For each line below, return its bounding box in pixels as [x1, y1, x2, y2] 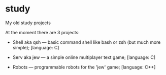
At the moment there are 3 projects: [5, 29, 80, 35]
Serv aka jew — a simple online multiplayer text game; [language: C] [12, 54, 156, 60]
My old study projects [5, 20, 51, 26]
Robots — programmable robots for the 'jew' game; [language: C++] [12, 64, 156, 70]
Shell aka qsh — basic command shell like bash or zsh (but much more [12, 39, 161, 45]
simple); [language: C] [12, 44, 59, 50]
